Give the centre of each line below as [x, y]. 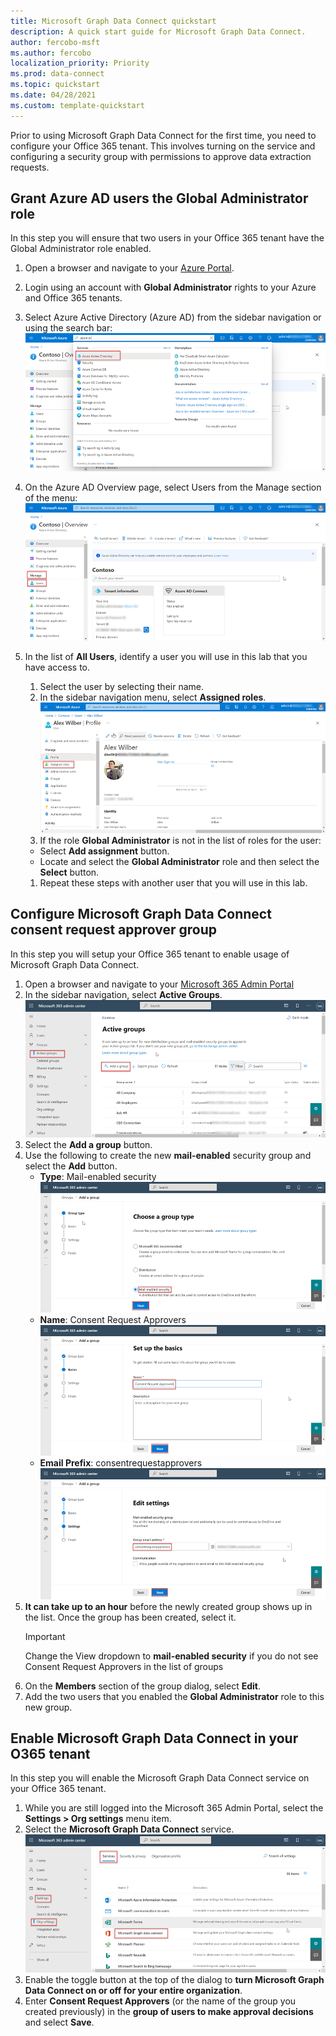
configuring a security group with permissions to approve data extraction [161, 156]
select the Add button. [71, 1166]
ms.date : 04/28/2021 [53, 95]
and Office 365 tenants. [73, 298]
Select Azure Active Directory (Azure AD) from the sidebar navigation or [173, 317]
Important [45, 1636]
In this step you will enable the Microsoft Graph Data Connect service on [160, 1778]
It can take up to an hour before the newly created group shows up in [168, 1606]
